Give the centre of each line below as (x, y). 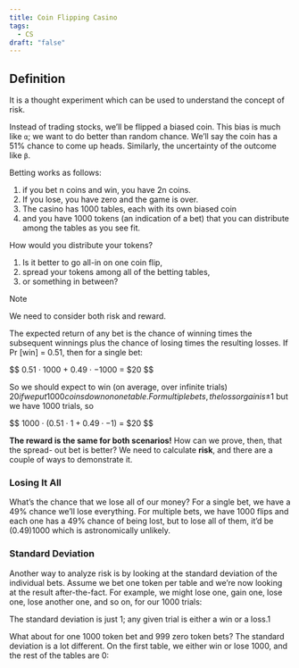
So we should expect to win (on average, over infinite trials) (118, 387)
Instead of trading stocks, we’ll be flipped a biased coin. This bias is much (145, 127)
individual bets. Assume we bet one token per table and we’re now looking (146, 582)
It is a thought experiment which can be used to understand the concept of (147, 100)
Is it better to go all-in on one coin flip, (92, 263)
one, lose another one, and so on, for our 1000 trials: (106, 601)
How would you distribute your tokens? (81, 246)
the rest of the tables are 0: (59, 655)
